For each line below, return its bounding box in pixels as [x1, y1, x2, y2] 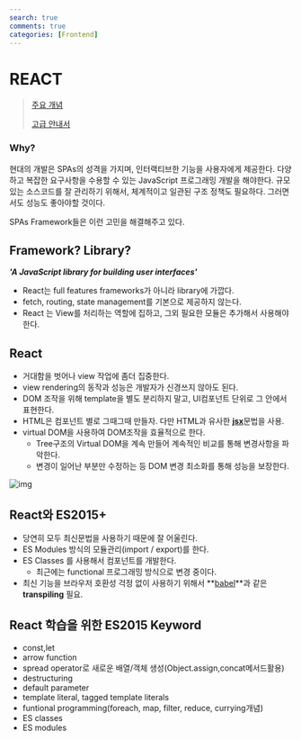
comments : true [9, 22, 66, 31]
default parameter [22, 681, 90, 693]
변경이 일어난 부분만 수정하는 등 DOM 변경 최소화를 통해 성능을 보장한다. [35, 461, 289, 472]
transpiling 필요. [22, 589, 84, 600]
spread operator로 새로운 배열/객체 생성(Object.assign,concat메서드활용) [22, 663, 285, 673]
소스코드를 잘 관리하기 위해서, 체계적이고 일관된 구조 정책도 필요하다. [25, 185, 266, 196]
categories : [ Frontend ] [9, 30, 99, 39]
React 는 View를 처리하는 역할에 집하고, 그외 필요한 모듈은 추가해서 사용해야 [22, 308, 289, 319]
